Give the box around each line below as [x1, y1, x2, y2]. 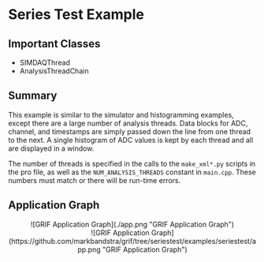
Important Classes [8, 37, 101, 51]
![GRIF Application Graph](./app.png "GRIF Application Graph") [30, 219, 235, 229]
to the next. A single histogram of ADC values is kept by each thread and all [8, 135, 254, 144]
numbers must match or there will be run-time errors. [8, 175, 181, 185]
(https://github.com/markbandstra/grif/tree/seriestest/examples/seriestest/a [8, 236, 257, 245]
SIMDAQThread [19, 58, 71, 67]
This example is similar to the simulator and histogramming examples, [8, 110, 234, 119]
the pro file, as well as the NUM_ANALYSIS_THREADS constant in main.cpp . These [8, 167, 256, 177]
